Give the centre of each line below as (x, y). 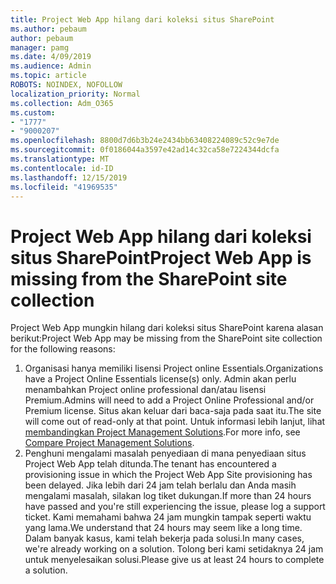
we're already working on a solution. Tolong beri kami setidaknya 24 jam (174, 549)
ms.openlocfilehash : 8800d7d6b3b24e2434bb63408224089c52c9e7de (145, 141)
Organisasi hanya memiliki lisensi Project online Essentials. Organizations (174, 368)
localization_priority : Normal (75, 94)
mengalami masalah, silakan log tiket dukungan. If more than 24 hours (168, 496)
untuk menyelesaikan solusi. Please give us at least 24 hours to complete (174, 560)
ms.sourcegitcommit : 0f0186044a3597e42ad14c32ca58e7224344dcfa (145, 150)
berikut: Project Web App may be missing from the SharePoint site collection (166, 338)
